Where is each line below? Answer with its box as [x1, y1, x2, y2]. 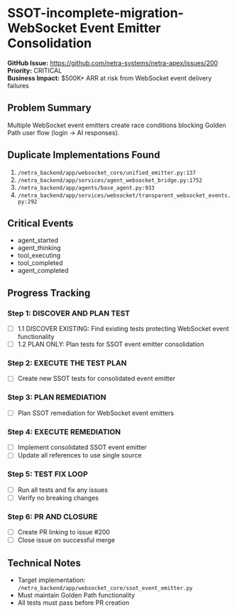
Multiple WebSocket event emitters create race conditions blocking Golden [7, 121, 226, 129]
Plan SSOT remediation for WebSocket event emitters [17, 409, 175, 417]
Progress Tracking [7, 286, 91, 299]
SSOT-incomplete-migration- [7, 5, 184, 21]
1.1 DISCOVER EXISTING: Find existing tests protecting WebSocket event [17, 325, 229, 333]
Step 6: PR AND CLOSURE [7, 512, 98, 522]
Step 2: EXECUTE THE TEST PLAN [7, 358, 127, 368]
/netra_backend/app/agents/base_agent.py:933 [17, 184, 155, 191]
